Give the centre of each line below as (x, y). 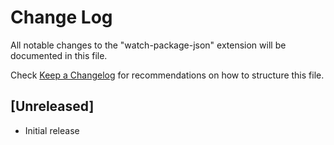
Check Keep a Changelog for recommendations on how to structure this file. (167, 75)
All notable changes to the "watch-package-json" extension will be (148, 45)
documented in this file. (59, 55)
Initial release (52, 130)
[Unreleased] (52, 106)
